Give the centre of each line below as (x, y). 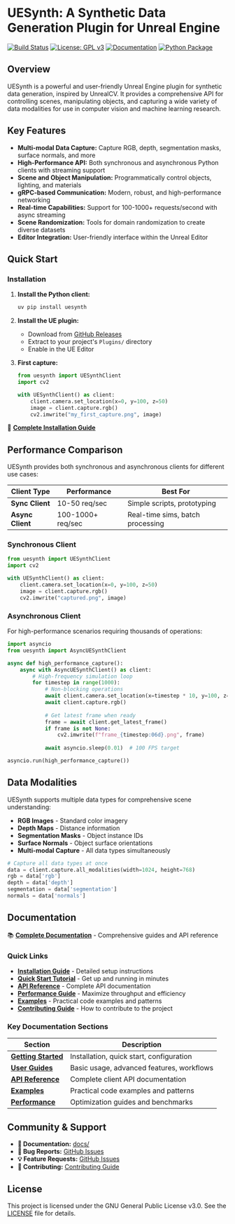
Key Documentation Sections (58, 1026)
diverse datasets (41, 229)
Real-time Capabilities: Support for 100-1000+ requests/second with (117, 207)
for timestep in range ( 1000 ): (76, 683)
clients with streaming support (61, 170)
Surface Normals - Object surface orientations (85, 843)
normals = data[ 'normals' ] (47, 896)
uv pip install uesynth (52, 307)
